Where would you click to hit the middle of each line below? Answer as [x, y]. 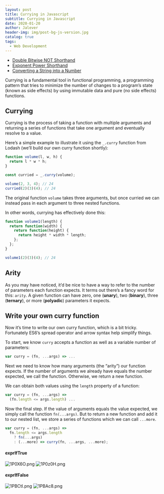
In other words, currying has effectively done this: [55, 212]
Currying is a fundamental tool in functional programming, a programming [80, 80]
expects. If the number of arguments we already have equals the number [79, 371]
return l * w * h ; [28, 162]
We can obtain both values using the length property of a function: [72, 386]
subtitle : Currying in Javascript [40, 19]
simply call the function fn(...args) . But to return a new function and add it [81, 414]
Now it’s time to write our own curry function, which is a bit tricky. [71, 328]
